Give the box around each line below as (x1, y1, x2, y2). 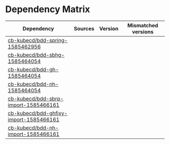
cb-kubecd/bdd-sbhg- (8, 51, 65, 58)
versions (132, 28, 154, 35)
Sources (73, 25, 95, 32)
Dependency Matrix (5, 4, 90, 15)
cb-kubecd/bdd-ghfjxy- (8, 110, 68, 117)
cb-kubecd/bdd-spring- (8, 37, 68, 44)
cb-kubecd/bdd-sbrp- (8, 95, 64, 102)
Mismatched (127, 22, 158, 29)
